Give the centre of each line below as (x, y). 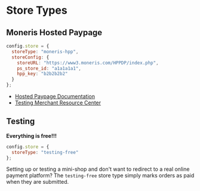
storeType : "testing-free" (45, 152)
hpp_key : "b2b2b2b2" (42, 74)
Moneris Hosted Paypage (54, 33)
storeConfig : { (30, 57)
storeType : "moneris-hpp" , (45, 51)
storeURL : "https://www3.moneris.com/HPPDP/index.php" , (88, 63)
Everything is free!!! (31, 135)
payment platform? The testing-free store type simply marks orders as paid (100, 175)
